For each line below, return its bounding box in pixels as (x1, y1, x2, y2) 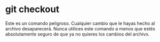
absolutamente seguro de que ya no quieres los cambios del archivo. (5, 31, 150, 37)
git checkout (5, 4, 59, 15)
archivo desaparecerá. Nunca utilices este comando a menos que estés (5, 25, 155, 31)
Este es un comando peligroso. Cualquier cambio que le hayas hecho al (5, 20, 155, 26)
